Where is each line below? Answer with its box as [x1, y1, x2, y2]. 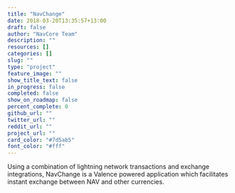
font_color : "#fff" [7, 143, 66, 150]
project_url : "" [7, 130, 56, 137]
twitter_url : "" [7, 116, 56, 123]
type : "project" [7, 63, 56, 71]
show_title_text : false [7, 76, 78, 84]
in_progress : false [7, 83, 66, 90]
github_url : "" [7, 110, 53, 117]
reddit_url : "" [7, 122, 53, 130]
